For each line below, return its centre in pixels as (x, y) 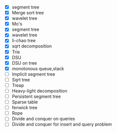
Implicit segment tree (33, 74)
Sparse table (25, 102)
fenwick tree (25, 108)
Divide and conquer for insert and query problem (62, 124)
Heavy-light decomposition (39, 90)
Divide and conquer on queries (43, 119)
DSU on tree (24, 63)
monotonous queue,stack (38, 68)
